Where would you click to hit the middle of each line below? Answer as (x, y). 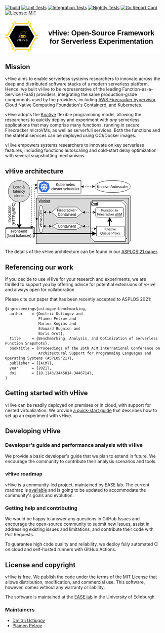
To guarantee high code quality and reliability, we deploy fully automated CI (82, 544)
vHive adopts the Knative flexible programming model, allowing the (73, 115)
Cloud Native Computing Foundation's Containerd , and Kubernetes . (74, 105)
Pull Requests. (20, 535)
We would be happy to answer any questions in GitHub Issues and (72, 519)
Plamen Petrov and (57, 319)
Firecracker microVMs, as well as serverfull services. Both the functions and (83, 130)
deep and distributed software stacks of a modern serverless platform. (77, 84)
